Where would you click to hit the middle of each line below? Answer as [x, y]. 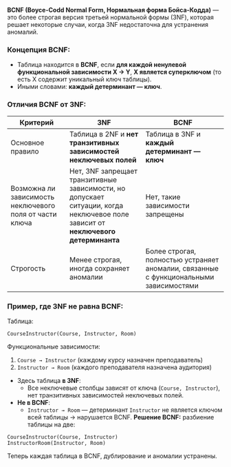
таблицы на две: [51, 424]
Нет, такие [163, 197]
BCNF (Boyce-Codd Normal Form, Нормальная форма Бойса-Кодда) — [113, 10]
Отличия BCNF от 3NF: [47, 105]
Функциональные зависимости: [54, 346]
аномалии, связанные [182, 268]
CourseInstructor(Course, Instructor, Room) [72, 333]
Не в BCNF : [33, 402]
